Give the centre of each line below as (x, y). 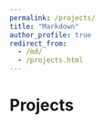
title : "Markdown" (44, 26)
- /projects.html (51, 60)
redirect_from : (38, 43)
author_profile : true (51, 35)
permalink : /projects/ (52, 18)
